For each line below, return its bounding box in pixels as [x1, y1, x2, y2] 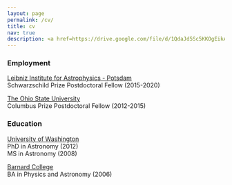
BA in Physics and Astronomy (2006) [7, 170, 113, 178]
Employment [7, 58, 51, 68]
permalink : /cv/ [7, 17, 54, 23]
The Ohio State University [7, 94, 81, 103]
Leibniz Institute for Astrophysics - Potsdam [7, 74, 133, 83]
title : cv [7, 23, 36, 30]
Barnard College [7, 162, 54, 171]
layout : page [7, 10, 45, 17]
